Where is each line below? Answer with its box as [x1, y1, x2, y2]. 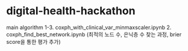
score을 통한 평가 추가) [6, 38, 61, 45]
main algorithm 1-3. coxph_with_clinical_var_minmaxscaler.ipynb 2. [6, 24, 172, 31]
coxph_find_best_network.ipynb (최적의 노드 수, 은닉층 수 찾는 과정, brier [6, 31, 182, 38]
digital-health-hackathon [6, 4, 136, 18]
